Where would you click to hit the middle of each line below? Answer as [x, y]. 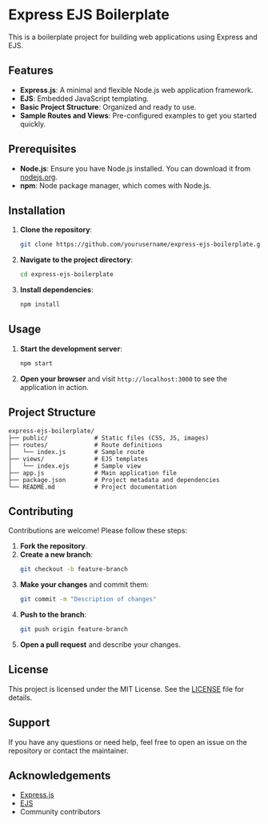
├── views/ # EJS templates [78, 459]
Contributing [41, 511]
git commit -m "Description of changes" [88, 599]
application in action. [54, 387]
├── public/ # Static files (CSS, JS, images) [109, 438]
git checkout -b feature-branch [74, 569]
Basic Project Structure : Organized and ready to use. [108, 107]
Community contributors [60, 812]
